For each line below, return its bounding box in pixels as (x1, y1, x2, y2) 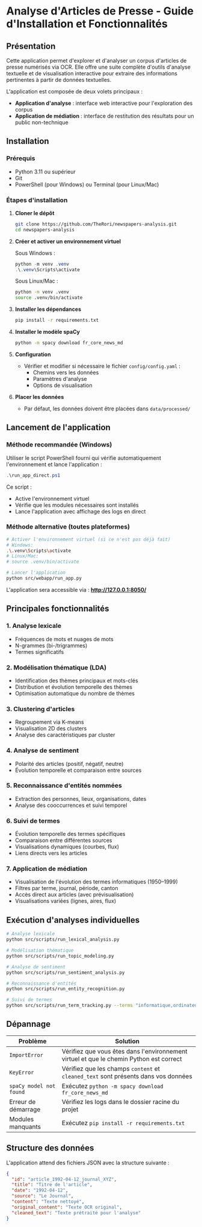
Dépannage (6, 1019, 51, 1029)
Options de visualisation (32, 381, 93, 389)
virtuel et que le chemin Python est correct (61, 1055, 182, 1063)
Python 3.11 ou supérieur (14, 168, 76, 175)
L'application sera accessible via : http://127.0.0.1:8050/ (6, 586, 147, 593)
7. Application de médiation (6, 865, 88, 873)
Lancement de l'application (6, 422, 111, 433)
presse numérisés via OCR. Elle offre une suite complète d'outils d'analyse (6, 63, 191, 71)
